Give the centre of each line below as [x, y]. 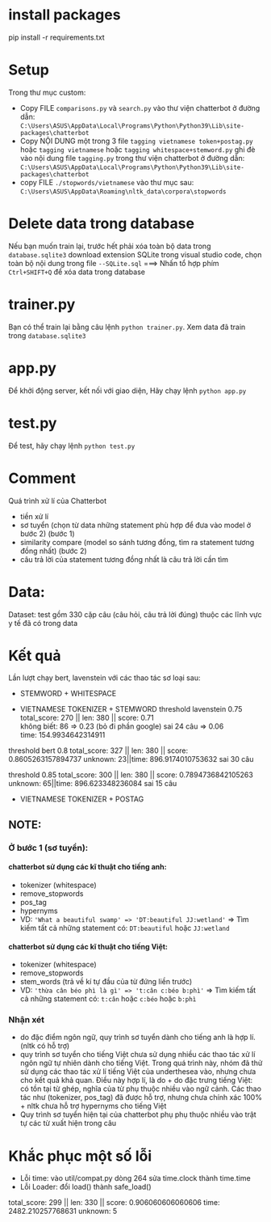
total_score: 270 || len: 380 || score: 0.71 [87, 718]
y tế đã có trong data [43, 623]
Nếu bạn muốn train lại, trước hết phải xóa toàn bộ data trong [110, 246]
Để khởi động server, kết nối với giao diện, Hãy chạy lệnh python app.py [127, 391]
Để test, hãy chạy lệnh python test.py [72, 446]
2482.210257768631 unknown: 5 [63, 1211]
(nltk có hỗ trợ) [45, 1046]
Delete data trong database [102, 224]
